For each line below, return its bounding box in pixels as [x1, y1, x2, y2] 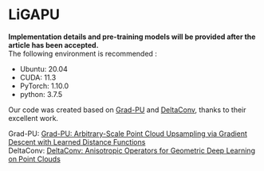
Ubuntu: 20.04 [19, 64, 68, 73]
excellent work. [8, 113, 58, 122]
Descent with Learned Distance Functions [8, 137, 146, 146]
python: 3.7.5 [19, 89, 63, 99]
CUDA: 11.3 [19, 72, 57, 82]
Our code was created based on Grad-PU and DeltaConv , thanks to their [8, 105, 246, 115]
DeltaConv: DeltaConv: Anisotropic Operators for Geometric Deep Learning [8, 146, 255, 155]
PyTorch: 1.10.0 [19, 81, 69, 91]
